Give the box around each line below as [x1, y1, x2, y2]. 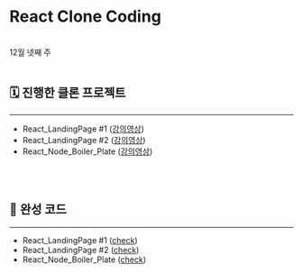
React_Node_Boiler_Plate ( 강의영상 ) [22, 146, 153, 157]
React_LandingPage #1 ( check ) [22, 234, 138, 245]
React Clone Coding [9, 6, 162, 27]
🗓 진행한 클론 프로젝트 [9, 86, 126, 101]
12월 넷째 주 [9, 47, 51, 58]
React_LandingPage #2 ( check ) [22, 244, 140, 255]
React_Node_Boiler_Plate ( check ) [22, 254, 147, 265]
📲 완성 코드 [9, 202, 68, 217]
